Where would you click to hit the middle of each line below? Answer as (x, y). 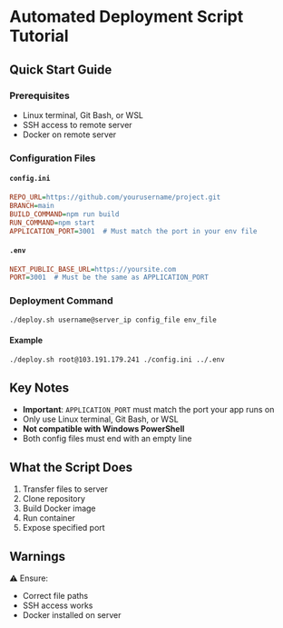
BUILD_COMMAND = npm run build (64, 214)
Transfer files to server (65, 489)
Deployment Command (61, 301)
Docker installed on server (72, 615)
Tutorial (39, 36)
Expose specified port (64, 528)
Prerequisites (39, 95)
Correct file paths (55, 596)
